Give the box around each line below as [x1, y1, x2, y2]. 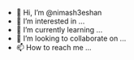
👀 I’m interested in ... [15, 16, 85, 26]
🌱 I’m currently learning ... [15, 25, 103, 34]
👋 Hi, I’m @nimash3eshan [15, 8, 102, 17]
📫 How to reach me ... [15, 43, 92, 52]
